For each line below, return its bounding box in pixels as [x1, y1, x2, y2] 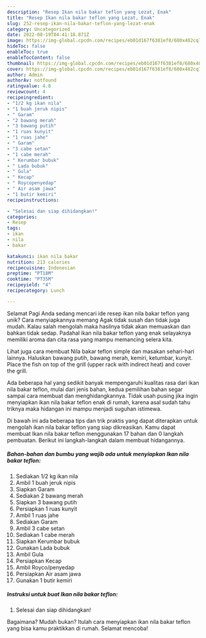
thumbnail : [7, 60, 35, 66]
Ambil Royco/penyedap [15, 563, 75, 571]
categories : [7, 214, 37, 220]
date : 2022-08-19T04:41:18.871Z [7, 32, 89, 38]
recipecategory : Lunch [7, 287, 65, 294]
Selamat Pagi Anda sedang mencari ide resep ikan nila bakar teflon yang [7, 310, 190, 317]
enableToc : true [7, 49, 48, 55]
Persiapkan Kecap [15, 557, 62, 564]
